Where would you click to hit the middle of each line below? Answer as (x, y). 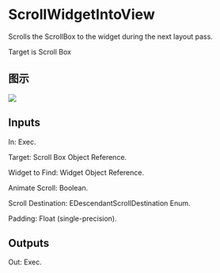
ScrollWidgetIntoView (82, 15)
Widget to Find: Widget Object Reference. (76, 173)
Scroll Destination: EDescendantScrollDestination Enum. (100, 203)
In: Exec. (22, 142)
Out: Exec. (25, 262)
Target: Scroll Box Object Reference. (68, 157)
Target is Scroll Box (40, 51)
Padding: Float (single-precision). (63, 218)
